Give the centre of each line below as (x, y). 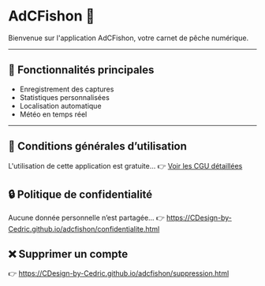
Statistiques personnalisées (65, 97)
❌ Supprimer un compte (68, 254)
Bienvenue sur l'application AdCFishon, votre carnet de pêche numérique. (129, 38)
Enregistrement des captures (67, 89)
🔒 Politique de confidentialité (80, 194)
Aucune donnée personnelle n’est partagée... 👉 (87, 218)
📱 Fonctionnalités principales (81, 70)
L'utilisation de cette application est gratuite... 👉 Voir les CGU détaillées (125, 165)
